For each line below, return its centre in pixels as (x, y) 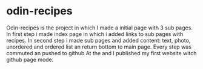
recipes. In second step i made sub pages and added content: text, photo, (98, 40)
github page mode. (30, 59)
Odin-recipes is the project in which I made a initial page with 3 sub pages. (99, 28)
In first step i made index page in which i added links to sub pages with (95, 34)
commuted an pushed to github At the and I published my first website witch (101, 53)
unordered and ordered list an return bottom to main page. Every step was (99, 47)
